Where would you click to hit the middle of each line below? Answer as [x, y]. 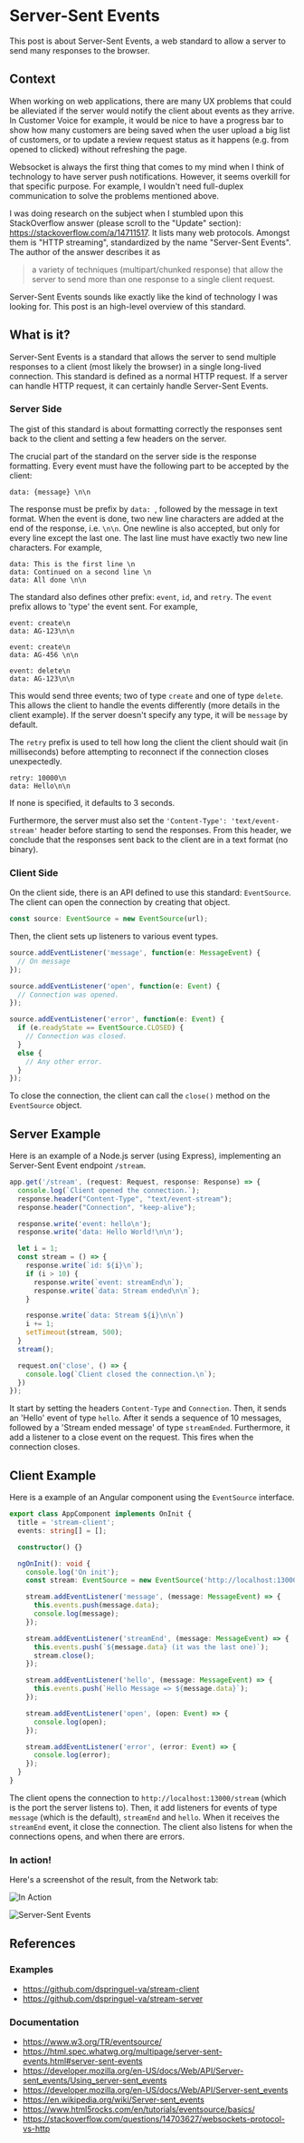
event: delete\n [40, 671]
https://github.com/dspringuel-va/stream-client [111, 1989]
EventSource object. [46, 1106]
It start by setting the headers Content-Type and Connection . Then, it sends [148, 1409]
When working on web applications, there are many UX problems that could [151, 101]
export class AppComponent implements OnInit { [101, 1514]
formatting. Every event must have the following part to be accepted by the [149, 466]
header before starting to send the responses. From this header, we [166, 830]
